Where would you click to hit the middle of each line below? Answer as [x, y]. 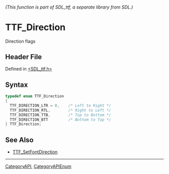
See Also [19, 140]
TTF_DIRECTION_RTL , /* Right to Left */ [61, 110]
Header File [24, 57]
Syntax [17, 84]
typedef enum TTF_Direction [35, 96]
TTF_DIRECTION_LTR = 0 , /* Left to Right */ [61, 105]
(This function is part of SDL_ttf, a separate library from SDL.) [69, 7]
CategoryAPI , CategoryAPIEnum [38, 166]
